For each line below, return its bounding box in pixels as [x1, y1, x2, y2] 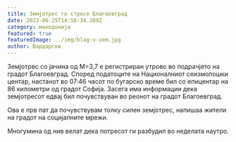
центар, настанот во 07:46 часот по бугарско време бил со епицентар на [7, 77, 229, 85]
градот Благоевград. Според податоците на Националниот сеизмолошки [7, 70, 229, 78]
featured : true [7, 30, 52, 37]
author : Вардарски [7, 43, 61, 50]
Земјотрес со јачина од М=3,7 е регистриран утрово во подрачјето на [7, 63, 220, 70]
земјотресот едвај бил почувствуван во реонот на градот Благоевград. [7, 92, 223, 101]
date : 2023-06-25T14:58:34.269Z [7, 17, 102, 24]
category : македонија [7, 23, 71, 30]
